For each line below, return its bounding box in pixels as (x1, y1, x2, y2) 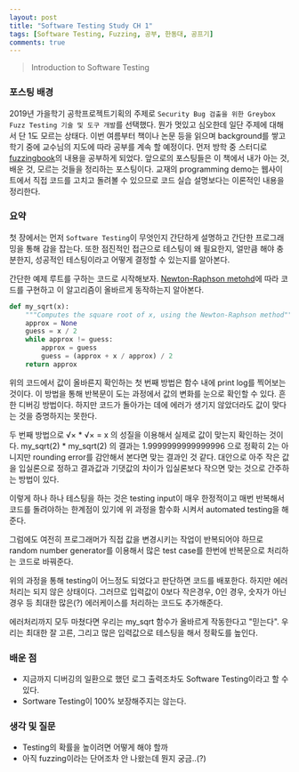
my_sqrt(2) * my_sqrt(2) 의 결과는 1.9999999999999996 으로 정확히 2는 (20, 440, 280, 451)
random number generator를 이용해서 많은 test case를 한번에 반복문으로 (9, 544, 265, 556)
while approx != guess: (25, 335, 114, 344)
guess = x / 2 (25, 326, 77, 336)
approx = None (25, 318, 77, 327)
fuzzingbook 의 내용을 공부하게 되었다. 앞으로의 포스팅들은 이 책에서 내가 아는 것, (9, 152, 290, 163)
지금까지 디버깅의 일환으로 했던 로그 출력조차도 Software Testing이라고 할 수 (21, 673, 289, 685)
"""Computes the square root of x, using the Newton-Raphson (25, 310, 256, 319)
